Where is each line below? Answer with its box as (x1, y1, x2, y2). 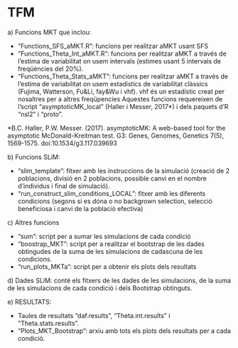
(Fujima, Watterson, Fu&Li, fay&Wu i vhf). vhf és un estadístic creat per (17, 87, 225, 96)
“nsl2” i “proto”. (17, 110, 63, 118)
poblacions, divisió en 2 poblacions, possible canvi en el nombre (17, 174, 207, 183)
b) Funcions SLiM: (7, 153, 60, 161)
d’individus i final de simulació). (17, 181, 110, 190)
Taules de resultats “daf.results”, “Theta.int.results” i (17, 311, 171, 319)
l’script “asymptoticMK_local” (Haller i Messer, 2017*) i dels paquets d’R (17, 102, 229, 111)
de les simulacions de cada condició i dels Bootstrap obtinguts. (7, 283, 193, 292)
